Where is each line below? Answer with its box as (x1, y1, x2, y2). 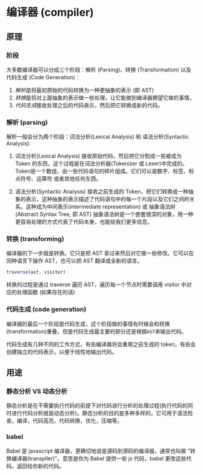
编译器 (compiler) (6, 5, 94, 19)
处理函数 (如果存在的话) (16, 289, 75, 296)
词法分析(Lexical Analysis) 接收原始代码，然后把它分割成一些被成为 (14, 152, 182, 160)
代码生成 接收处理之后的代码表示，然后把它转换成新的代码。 (14, 101, 163, 109)
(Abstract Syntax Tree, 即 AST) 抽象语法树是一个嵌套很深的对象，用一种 (14, 211, 194, 218)
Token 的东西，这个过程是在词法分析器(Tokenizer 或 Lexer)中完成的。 (14, 160, 188, 167)
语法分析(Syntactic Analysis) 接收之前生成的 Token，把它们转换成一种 (14, 188, 189, 195)
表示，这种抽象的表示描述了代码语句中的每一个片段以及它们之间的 (25, 195, 190, 203)
